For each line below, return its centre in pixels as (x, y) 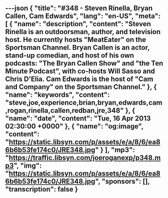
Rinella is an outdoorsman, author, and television (83, 32)
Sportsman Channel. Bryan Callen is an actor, (77, 48)
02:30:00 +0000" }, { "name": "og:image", (74, 126)
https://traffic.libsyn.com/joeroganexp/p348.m (85, 158)
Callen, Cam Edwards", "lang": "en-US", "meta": (83, 16)
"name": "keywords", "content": (57, 95)
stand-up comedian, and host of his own (70, 56)
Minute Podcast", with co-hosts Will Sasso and (80, 71)
